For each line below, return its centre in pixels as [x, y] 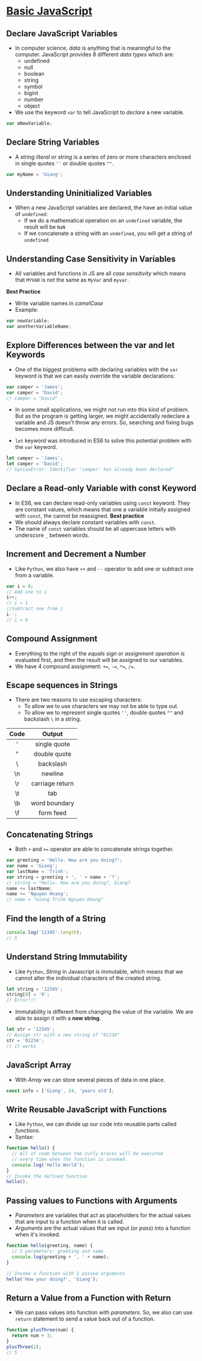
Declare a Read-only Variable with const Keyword [101, 488]
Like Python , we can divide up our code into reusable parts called [96, 1124]
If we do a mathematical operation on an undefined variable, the [103, 221]
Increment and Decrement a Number [76, 554]
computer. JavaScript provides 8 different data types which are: [94, 54]
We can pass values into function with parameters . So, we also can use [104, 1313]
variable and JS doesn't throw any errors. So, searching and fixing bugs [104, 422]
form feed [52, 813]
